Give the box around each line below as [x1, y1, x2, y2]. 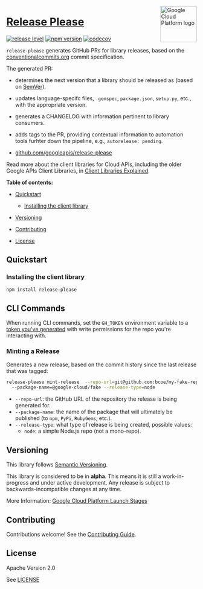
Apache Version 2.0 [6, 564, 56, 571]
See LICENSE [6, 576, 40, 583]
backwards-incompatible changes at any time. [6, 486, 122, 493]
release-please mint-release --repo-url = [6, 379, 115, 385]
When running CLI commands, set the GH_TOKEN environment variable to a [6, 319, 188, 326]
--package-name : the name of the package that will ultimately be [14, 408, 173, 416]
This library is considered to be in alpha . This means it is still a [6, 473, 161, 480]
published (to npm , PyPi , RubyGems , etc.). [14, 415, 112, 422]
